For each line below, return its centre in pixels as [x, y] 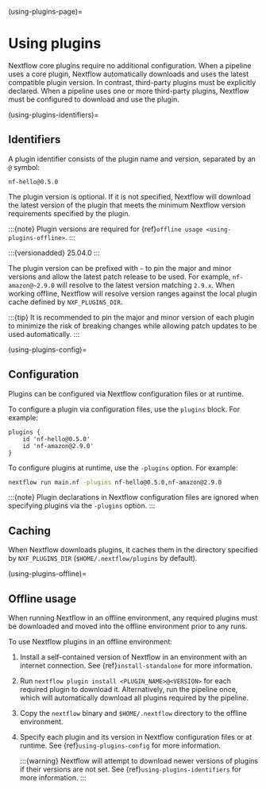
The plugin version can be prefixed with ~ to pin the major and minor [120, 268]
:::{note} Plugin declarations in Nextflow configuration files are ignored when [133, 497]
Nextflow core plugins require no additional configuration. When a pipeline [130, 65]
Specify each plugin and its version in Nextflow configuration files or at [136, 737]
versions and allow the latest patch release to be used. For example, [120, 277]
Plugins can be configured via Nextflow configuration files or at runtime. [126, 393]
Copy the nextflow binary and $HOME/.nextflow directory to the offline [133, 714]
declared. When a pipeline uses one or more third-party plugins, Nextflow [129, 91]
